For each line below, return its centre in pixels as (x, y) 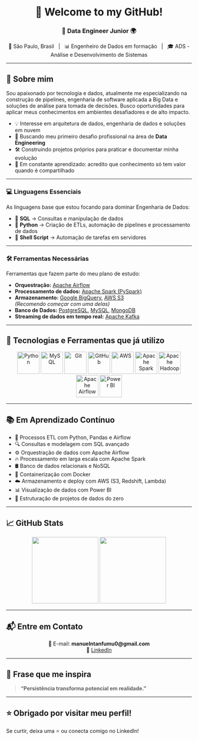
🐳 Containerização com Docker (52, 474)
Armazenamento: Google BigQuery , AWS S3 (69, 298)
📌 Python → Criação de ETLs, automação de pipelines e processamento (102, 225)
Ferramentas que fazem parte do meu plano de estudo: (73, 273)
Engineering (30, 143)
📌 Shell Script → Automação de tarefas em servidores (80, 237)
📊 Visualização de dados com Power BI (63, 490)
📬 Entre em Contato (44, 626)
